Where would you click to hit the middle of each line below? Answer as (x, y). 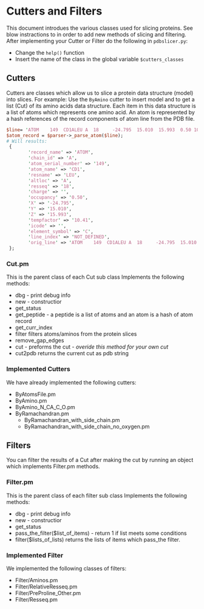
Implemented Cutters (39, 369)
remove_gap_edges (39, 341)
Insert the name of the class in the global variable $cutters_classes (99, 59)
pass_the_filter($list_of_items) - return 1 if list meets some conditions (101, 533)
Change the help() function (50, 52)
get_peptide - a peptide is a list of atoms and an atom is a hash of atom (104, 315)
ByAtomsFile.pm (35, 394)
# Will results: (27, 141)
